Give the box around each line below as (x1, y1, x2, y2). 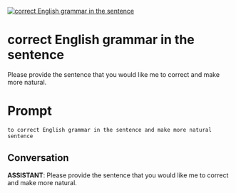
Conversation (7, 152, 69, 164)
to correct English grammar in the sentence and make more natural (7, 126, 212, 133)
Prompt (7, 103, 52, 119)
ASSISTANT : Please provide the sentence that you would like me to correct (7, 171, 229, 179)
